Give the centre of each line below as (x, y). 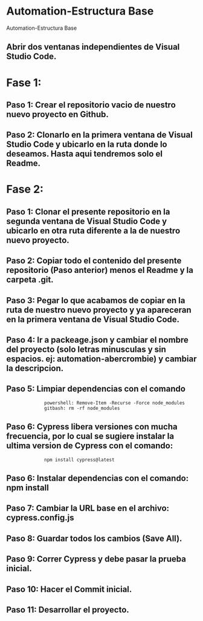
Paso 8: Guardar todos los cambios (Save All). (94, 538)
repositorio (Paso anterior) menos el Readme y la (100, 270)
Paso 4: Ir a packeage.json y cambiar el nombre (97, 340)
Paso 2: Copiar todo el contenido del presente (94, 261)
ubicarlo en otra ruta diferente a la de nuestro (93, 231)
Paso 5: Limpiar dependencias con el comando (96, 389)
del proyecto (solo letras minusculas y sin (86, 350)
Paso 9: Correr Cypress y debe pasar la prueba (96, 559)
